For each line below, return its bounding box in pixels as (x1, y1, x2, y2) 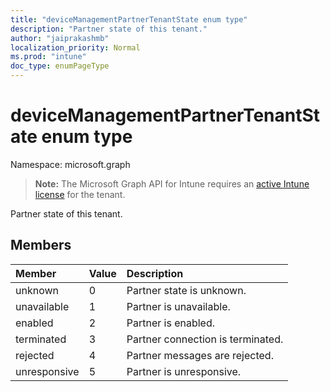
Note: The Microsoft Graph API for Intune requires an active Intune (34, 177, 310, 190)
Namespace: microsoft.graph (10, 158, 131, 170)
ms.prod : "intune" (10, 52, 87, 62)
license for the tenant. (34, 188, 126, 200)
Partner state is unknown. (126, 283, 247, 297)
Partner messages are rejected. (126, 348, 274, 362)
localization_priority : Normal (10, 42, 141, 53)
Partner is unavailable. (126, 299, 231, 313)
